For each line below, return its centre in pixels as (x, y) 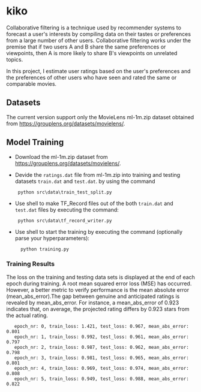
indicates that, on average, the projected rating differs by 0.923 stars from (98, 309)
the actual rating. (27, 315)
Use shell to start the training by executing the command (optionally (99, 231)
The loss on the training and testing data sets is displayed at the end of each (100, 277)
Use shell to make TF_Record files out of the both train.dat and (94, 203)
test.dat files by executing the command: (67, 209)
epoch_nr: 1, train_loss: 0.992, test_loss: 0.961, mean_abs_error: (101, 337)
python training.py (45, 249)
